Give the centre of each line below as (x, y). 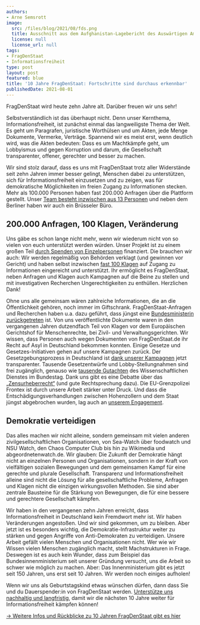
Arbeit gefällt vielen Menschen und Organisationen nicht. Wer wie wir (91, 542)
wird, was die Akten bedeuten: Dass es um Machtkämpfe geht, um (88, 143)
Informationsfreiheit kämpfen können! (52, 604)
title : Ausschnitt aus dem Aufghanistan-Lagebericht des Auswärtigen (99, 34)
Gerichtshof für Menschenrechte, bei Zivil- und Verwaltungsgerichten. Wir (97, 332)
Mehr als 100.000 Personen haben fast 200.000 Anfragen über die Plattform (100, 193)
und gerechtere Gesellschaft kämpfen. (53, 499)
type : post (20, 67)
